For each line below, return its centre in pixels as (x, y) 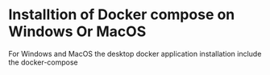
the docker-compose (43, 62)
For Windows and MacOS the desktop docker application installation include (135, 53)
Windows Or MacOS (77, 32)
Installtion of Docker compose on (122, 15)
